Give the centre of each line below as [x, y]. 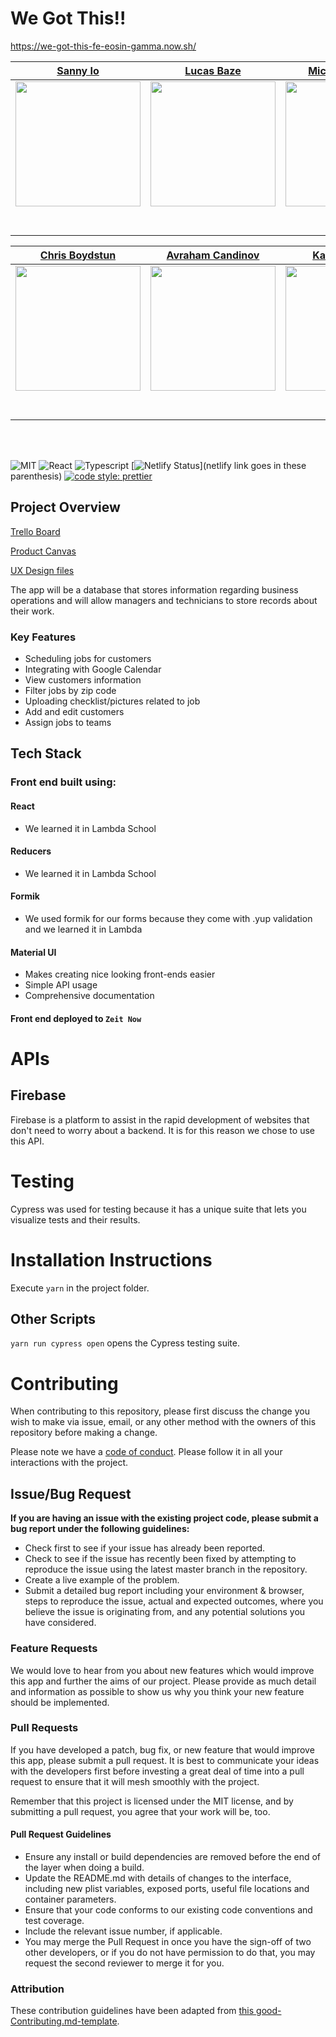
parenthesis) [36, 476]
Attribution [37, 1989]
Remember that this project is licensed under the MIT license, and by [152, 1801]
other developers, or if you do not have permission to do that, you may [170, 1952]
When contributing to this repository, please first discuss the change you [160, 1411]
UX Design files [42, 570]
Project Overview [65, 507]
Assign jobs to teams [68, 723]
